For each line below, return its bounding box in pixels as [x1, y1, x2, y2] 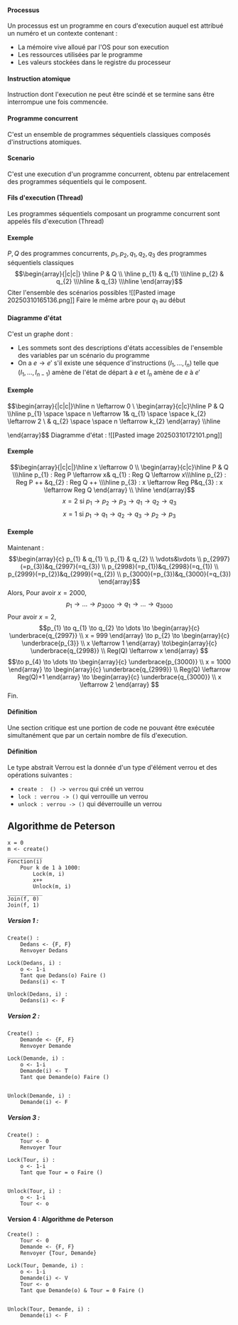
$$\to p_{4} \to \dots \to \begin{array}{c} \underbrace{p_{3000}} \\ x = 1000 [8, 657, 231, 666]
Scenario [7, 154, 35, 163]
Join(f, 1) [7, 902, 40, 909]
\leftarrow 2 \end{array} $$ [79, 680, 160, 689]
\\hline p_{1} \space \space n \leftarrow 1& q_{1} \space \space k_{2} [7, 409, 207, 418]
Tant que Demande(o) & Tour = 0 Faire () [20, 1287, 144, 1294]
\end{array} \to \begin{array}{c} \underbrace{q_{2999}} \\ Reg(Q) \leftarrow [8, 665, 231, 674]
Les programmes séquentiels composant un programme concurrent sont [7, 210, 220, 218]
